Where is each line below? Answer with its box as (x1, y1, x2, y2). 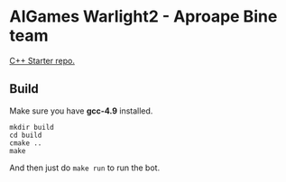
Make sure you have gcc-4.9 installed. (9, 105, 153, 116)
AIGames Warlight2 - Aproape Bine (9, 6, 278, 27)
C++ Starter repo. (9, 55, 75, 66)
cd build (9, 131, 42, 140)
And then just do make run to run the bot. (9, 162, 161, 173)
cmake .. (9, 138, 42, 148)
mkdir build (9, 123, 54, 132)
